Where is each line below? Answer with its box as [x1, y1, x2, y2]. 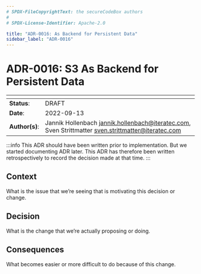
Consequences [6, 245, 65, 255]
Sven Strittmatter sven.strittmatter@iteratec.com [44, 127, 181, 135]
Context [6, 171, 37, 182]
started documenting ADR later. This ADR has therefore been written [6, 148, 175, 155]
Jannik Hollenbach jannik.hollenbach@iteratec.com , [44, 119, 191, 127]
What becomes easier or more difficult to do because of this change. [6, 260, 176, 267]
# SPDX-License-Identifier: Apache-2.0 [6, 20, 106, 26]
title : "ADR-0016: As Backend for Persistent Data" [6, 31, 138, 37]
